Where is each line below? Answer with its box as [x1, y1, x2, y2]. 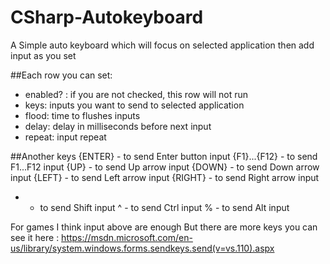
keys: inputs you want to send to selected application [24, 99, 245, 111]
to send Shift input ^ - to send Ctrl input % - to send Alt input [39, 201, 290, 213]
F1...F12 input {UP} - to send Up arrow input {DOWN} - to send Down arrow [10, 161, 320, 173]
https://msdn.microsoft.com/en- [61, 231, 193, 243]
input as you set [10, 49, 77, 61]
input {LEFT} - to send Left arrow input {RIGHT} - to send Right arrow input [10, 171, 320, 183]
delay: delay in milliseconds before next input [24, 120, 212, 132]
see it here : [10, 231, 60, 243]
